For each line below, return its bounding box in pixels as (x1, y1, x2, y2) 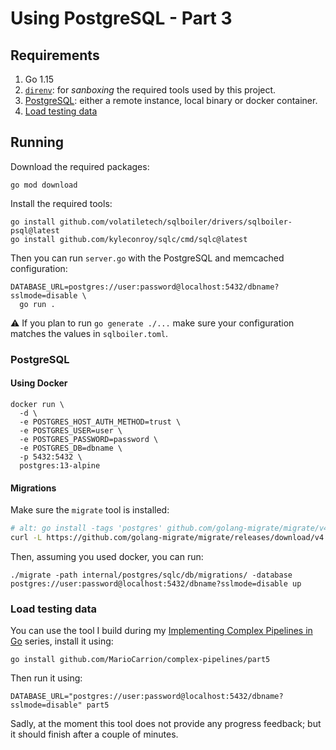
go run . (19, 299, 56, 309)
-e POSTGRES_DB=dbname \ (19, 443, 123, 453)
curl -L (10, 533, 43, 543)
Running (10, 134, 65, 151)
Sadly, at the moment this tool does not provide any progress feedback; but (10, 718, 322, 730)
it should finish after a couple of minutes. (10, 728, 179, 741)
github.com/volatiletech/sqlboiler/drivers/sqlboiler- (59, 217, 293, 227)
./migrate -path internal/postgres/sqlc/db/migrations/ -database (10, 570, 293, 580)
